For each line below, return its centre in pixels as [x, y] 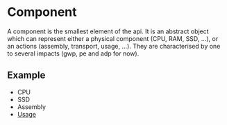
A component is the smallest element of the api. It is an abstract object [108, 31]
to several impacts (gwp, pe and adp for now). [73, 53]
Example [26, 75]
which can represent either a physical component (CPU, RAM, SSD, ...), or [113, 38]
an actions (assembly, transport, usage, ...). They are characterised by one [114, 46]
